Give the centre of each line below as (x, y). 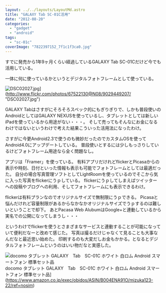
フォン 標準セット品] (30, 274)
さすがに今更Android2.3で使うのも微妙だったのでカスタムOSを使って (76, 139)
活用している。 (20, 68)
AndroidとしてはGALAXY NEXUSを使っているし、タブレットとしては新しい (82, 116)
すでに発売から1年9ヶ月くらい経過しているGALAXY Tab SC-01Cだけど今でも (83, 62)
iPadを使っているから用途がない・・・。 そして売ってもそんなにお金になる (81, 122)
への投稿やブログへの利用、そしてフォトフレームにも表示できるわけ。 (77, 186)
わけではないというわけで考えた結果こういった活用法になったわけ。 (75, 128)
